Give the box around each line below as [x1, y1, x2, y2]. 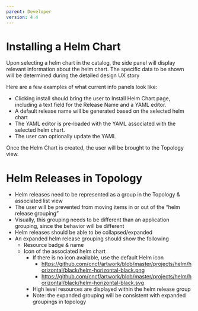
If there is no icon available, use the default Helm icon [32, 254, 164, 261]
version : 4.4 [6, 14, 39, 20]
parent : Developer [6, 8, 52, 15]
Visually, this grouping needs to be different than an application [14, 216, 170, 223]
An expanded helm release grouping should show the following [14, 235, 169, 242]
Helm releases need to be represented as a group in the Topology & [14, 191, 180, 198]
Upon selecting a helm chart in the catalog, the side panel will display [6, 59, 175, 66]
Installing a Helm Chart [6, 40, 121, 53]
